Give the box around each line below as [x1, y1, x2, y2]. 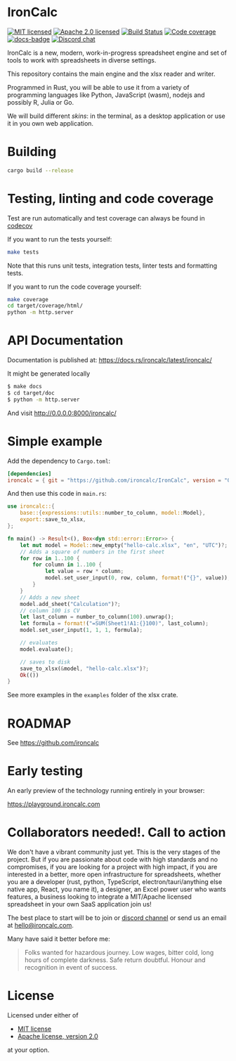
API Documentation [7, 333, 124, 348]
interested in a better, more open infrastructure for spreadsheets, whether [7, 870, 221, 878]
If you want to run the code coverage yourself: [7, 282, 142, 291]
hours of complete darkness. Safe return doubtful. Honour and [24, 956, 206, 964]
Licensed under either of [7, 1011, 79, 1020]
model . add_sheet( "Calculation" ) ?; [20, 600, 121, 607]
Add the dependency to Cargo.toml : [7, 456, 111, 465]
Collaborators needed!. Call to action [7, 824, 226, 841]
